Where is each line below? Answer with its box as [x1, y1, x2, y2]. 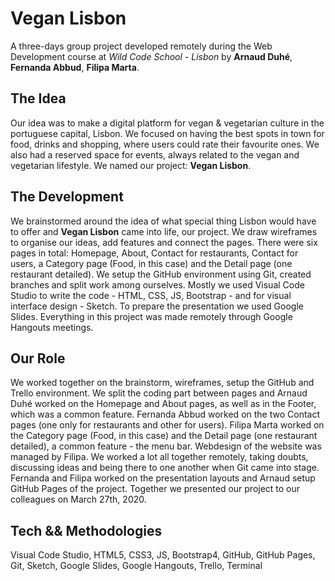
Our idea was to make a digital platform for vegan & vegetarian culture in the [10, 117, 325, 129]
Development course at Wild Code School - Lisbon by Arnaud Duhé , [10, 50, 293, 62]
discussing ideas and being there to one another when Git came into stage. [10, 462, 320, 474]
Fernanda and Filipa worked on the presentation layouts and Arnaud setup [10, 472, 316, 484]
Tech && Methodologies [10, 522, 163, 539]
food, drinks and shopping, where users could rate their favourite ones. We [10, 138, 320, 150]
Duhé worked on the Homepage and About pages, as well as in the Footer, [10, 398, 317, 410]
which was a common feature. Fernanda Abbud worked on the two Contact [10, 408, 320, 421]
